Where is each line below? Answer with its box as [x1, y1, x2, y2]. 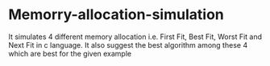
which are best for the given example [8, 49, 131, 58]
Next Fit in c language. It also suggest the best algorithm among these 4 [8, 40, 248, 49]
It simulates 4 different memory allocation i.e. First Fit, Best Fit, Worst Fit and [8, 32, 263, 41]
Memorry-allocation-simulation [8, 6, 224, 24]
